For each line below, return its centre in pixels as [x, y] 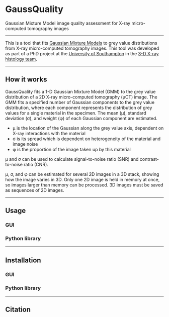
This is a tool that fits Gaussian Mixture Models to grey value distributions [81, 43]
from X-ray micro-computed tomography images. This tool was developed [82, 48]
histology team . [21, 59]
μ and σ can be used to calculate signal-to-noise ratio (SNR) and [72, 159]
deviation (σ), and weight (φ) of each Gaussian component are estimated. [81, 118]
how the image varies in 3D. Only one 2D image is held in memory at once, [82, 179]
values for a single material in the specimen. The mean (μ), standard [76, 113]
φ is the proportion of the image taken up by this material [71, 149]
